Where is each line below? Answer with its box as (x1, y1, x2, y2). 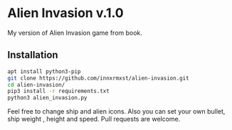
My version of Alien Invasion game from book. (7, 28, 142, 37)
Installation (7, 49, 58, 61)
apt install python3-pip (7, 67, 81, 75)
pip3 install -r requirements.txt (7, 87, 110, 95)
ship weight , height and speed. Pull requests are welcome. (7, 115, 181, 124)
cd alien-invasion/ (7, 81, 65, 88)
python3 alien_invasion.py (7, 94, 88, 102)
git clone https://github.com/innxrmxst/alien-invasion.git (7, 75, 190, 82)
